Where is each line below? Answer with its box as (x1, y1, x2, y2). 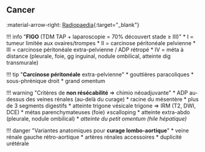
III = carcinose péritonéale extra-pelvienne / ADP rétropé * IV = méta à (6, 46, 184, 53)
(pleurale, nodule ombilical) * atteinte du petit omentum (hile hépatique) (6, 115, 187, 122)
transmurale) (6, 59, 39, 66)
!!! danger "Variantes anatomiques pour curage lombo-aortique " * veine (6, 126, 189, 134)
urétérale (6, 140, 29, 147)
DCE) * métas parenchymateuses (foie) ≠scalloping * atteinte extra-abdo (6, 108, 190, 115)
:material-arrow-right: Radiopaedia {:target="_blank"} (6, 21, 140, 28)
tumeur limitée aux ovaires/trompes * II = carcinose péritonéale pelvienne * (6, 39, 196, 46)
